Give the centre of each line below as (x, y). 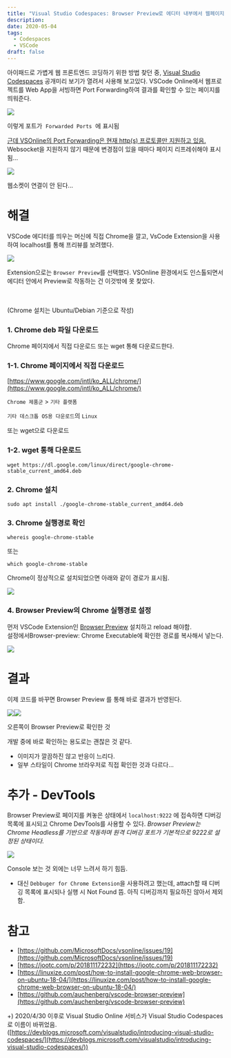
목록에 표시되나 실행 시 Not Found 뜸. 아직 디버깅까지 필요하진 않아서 (117, 892)
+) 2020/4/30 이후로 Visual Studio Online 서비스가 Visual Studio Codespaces (115, 1016)
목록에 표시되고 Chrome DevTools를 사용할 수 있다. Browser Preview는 (104, 824)
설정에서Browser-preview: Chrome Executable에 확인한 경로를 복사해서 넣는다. (115, 635)
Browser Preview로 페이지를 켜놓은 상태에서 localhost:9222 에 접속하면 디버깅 (114, 815)
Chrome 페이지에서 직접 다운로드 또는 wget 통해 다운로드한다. (91, 346)
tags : (15, 33)
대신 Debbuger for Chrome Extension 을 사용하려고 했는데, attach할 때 (112, 884)
